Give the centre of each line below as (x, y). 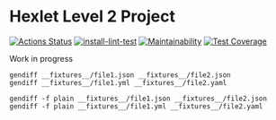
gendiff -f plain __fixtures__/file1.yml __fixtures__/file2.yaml (136, 106)
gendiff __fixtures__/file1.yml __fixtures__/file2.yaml (118, 82)
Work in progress (41, 58)
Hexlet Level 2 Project (92, 17)
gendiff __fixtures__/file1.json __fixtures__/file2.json (120, 75)
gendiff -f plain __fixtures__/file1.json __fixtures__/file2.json (138, 99)
